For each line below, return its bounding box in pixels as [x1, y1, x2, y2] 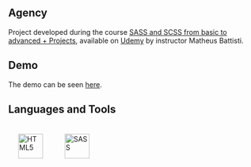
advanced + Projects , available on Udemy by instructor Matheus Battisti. [8, 36, 244, 45]
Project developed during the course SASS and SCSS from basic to [8, 27, 227, 36]
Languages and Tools [8, 103, 116, 116]
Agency [8, 6, 48, 20]
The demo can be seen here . [8, 79, 103, 89]
